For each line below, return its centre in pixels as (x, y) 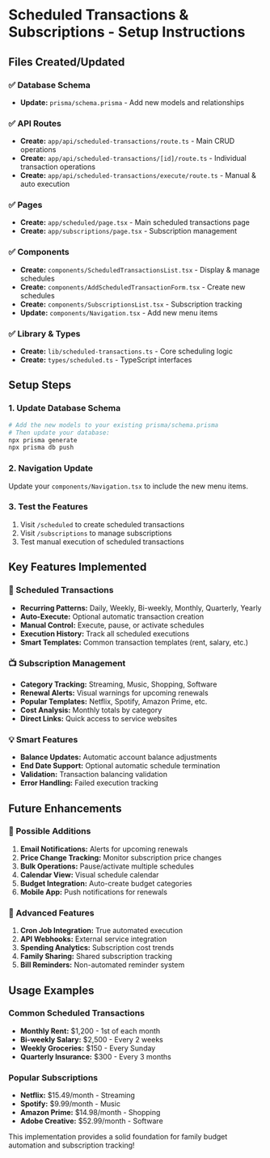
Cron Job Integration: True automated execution (101, 931)
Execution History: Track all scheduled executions (105, 633)
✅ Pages (25, 205)
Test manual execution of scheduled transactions (102, 541)
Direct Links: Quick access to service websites (99, 718)
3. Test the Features (49, 507)
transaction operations (57, 167)
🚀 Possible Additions (50, 831)
